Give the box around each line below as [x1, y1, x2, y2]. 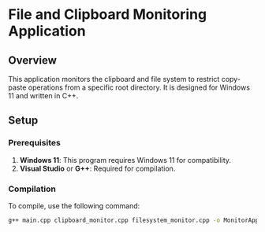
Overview [8, 53, 58, 67]
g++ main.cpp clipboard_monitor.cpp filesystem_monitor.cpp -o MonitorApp [8, 216, 259, 224]
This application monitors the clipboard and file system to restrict [8, 75, 220, 83]
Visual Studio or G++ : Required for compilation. [19, 164, 176, 173]
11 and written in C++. [8, 91, 79, 100]
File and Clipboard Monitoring [8, 6, 207, 24]
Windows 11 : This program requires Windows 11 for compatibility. [19, 155, 231, 164]
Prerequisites [8, 138, 61, 149]
